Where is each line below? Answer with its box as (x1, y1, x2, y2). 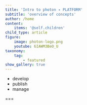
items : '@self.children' (14, 26, 65, 31)
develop (12, 76, 29, 82)
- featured (23, 58, 45, 63)
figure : (5, 35, 21, 40)
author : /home (5, 16, 35, 21)
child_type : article (5, 30, 48, 35)
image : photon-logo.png (14, 39, 63, 44)
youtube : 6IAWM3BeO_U (14, 44, 58, 49)
